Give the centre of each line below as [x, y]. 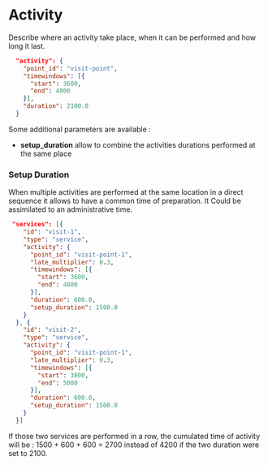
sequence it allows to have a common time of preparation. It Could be [125, 201]
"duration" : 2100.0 [56, 106]
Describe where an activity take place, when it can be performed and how [132, 37]
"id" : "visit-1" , [52, 232]
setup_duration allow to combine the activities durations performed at [138, 144]
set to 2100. [28, 453]
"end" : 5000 [58, 383]
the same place [46, 153]
